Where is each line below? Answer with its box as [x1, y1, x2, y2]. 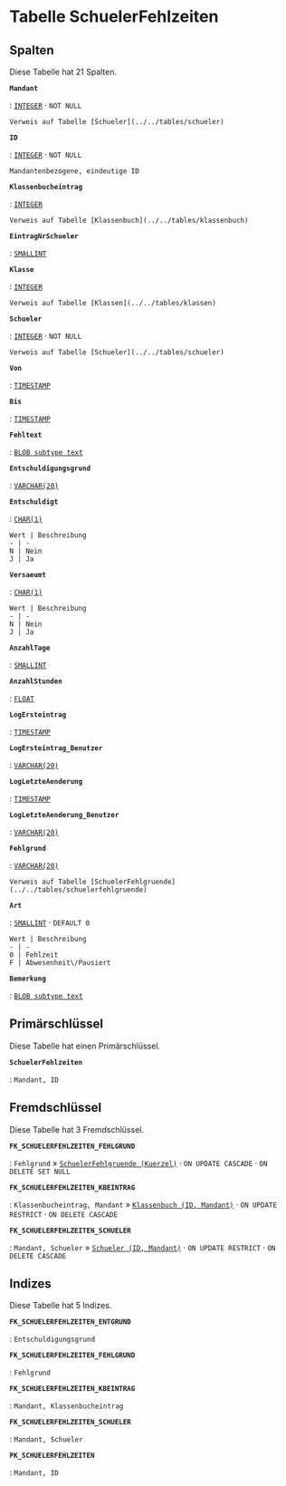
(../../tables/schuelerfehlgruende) [9, 885, 148, 894]
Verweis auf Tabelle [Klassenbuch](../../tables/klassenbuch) [9, 216, 249, 225]
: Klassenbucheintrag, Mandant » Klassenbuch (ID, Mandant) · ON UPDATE [9, 1199, 278, 1210]
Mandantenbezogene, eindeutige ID [9, 167, 140, 176]
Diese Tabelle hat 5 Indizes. [9, 1300, 112, 1311]
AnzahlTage [9, 643, 51, 652]
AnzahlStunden [9, 677, 63, 686]
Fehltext [9, 430, 43, 439]
